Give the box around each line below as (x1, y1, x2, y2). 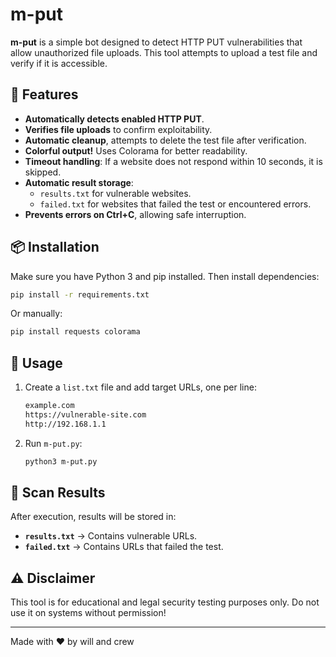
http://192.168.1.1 (24, 419, 107, 429)
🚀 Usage (10, 354, 63, 372)
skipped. (24, 166, 62, 178)
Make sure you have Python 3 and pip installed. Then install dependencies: (10, 270, 320, 282)
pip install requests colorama (10, 327, 141, 337)
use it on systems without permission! (10, 607, 167, 619)
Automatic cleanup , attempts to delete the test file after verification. (24, 134, 307, 146)
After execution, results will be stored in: (10, 511, 177, 523)
